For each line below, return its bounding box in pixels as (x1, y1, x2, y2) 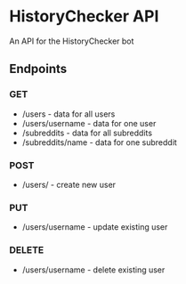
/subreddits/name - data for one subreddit (21, 136, 178, 148)
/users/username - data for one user (21, 118, 157, 128)
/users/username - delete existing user (21, 264, 166, 275)
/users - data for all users (21, 109, 116, 119)
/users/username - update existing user (21, 222, 168, 232)
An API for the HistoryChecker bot (9, 36, 134, 46)
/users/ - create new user (21, 179, 117, 190)
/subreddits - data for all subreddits (21, 127, 153, 138)
